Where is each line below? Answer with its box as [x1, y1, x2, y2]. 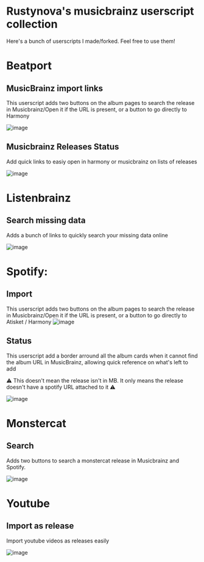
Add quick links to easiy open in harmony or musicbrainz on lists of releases [6, 157, 197, 165]
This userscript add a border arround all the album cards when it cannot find [6, 352, 198, 359]
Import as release [6, 521, 74, 531]
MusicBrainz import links [6, 83, 104, 93]
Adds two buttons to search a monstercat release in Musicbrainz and [6, 456, 180, 464]
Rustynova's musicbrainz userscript [6, 4, 194, 18]
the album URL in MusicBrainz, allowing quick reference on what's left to [6, 358, 189, 366]
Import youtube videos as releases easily [6, 537, 110, 544]
